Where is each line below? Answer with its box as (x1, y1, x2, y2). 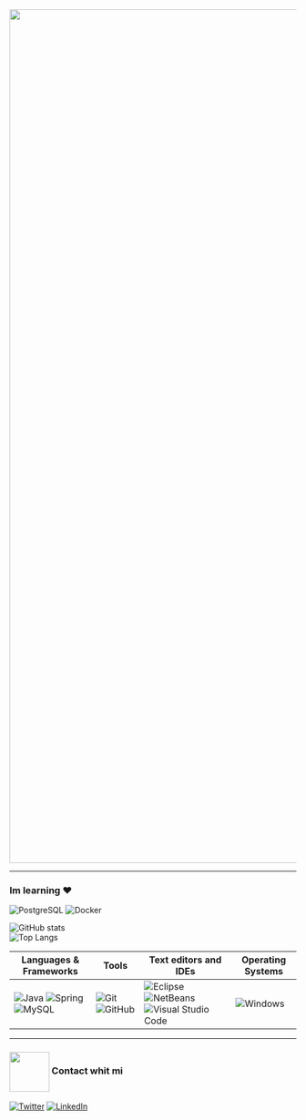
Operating (240, 953, 287, 966)
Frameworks (22, 965, 79, 978)
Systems (244, 965, 284, 978)
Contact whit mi (51, 1064, 124, 1077)
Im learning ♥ (9, 883, 73, 896)
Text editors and (148, 953, 222, 966)
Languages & (21, 953, 80, 966)
